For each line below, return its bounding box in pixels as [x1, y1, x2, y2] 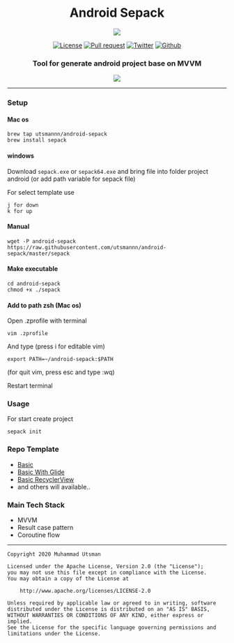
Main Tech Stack [7, 500, 65, 510]
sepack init [7, 428, 42, 436]
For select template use [7, 188, 75, 196]
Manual [7, 222, 30, 231]
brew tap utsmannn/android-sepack [7, 131, 108, 138]
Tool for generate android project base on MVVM [32, 58, 202, 68]
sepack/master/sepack [7, 250, 70, 257]
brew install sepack [7, 137, 68, 144]
